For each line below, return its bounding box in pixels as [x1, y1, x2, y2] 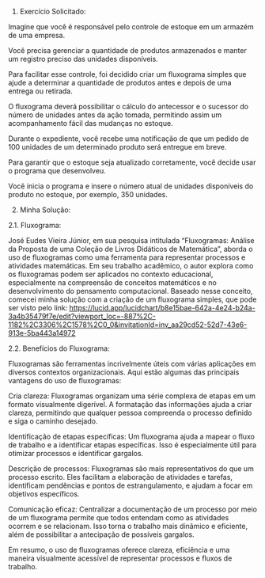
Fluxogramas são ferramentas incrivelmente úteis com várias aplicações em [8, 359, 256, 368]
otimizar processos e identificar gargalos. [8, 449, 144, 458]
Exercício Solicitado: [19, 7, 86, 16]
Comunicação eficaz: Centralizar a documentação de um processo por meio [8, 504, 257, 514]
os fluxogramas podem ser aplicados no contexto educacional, [8, 269, 214, 279]
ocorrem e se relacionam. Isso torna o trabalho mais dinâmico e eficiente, [8, 522, 248, 530]
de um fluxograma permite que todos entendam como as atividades [8, 513, 229, 522]
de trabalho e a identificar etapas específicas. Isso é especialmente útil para [8, 440, 257, 450]
